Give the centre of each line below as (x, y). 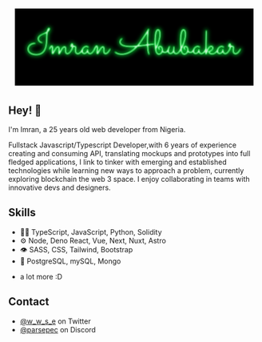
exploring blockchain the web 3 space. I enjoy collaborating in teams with (129, 179)
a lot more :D (41, 276)
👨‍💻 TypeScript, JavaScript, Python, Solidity (91, 231)
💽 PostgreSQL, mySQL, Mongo (70, 261)
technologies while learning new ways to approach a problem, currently (126, 171)
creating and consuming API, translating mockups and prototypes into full (129, 153)
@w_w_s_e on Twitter (55, 321)
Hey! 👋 (25, 110)
